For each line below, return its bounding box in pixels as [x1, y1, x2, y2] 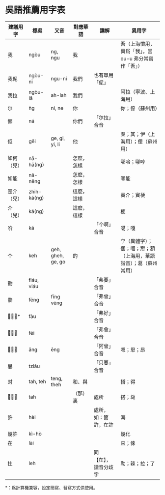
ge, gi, [51, 135, 65, 142]
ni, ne [51, 104, 64, 111]
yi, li [51, 141, 60, 147]
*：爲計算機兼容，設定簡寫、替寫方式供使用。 [5, 485, 98, 491]
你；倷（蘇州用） [120, 105, 160, 112]
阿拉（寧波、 [120, 88, 150, 95]
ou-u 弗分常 [120, 55, 149, 62]
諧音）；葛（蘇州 [120, 260, 158, 266]
